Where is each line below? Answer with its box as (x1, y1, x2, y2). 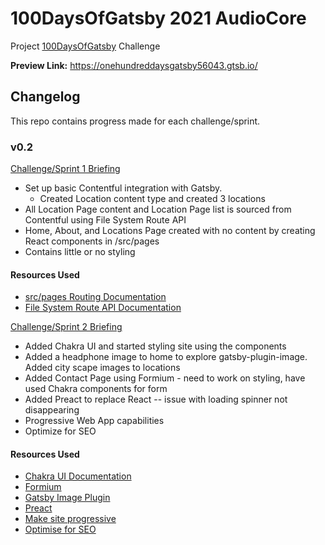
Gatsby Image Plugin (24, 492, 111, 504)
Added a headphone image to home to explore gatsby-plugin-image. (24, 351, 308, 363)
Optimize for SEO (24, 425, 97, 437)
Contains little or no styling (24, 246, 136, 258)
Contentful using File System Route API (24, 214, 187, 226)
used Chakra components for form (24, 383, 168, 395)
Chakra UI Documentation (24, 470, 132, 482)
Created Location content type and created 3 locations (39, 193, 266, 205)
